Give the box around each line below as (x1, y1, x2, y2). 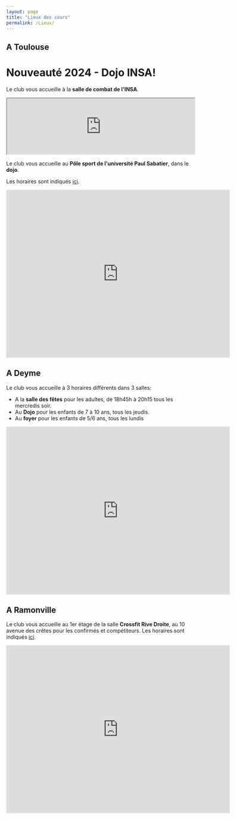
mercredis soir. (14, 402, 52, 409)
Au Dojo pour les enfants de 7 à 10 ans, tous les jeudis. (14, 408, 150, 415)
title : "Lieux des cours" (6, 14, 70, 20)
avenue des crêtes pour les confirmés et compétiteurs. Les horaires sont (6, 627, 185, 635)
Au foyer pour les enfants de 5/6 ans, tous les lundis (14, 414, 144, 421)
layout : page (6, 8, 39, 15)
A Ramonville (6, 605, 57, 615)
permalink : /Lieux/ (6, 20, 55, 26)
